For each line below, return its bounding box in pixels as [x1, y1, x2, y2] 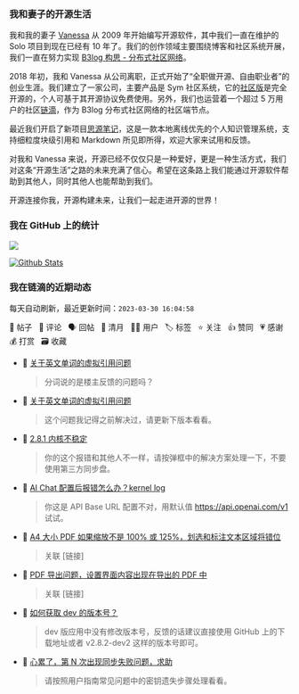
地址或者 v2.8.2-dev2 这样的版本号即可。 [52, 637, 203, 648]
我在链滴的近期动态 [9, 281, 92, 293]
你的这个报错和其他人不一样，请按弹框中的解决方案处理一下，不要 [44, 452, 287, 463]
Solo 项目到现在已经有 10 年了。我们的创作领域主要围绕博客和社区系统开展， [9, 41, 290, 52]
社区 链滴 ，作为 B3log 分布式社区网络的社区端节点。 [24, 104, 215, 115]
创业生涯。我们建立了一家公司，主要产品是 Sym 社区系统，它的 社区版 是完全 [9, 82, 287, 93]
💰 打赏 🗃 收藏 [9, 335, 67, 346]
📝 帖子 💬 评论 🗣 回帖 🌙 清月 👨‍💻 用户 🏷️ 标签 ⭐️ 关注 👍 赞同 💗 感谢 [9, 321, 284, 332]
